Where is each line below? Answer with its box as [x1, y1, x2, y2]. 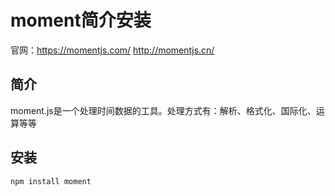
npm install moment [10, 176, 92, 186]
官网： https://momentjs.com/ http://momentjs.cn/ [10, 44, 215, 56]
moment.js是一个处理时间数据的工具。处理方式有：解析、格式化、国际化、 [10, 104, 317, 116]
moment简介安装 [10, 9, 152, 32]
